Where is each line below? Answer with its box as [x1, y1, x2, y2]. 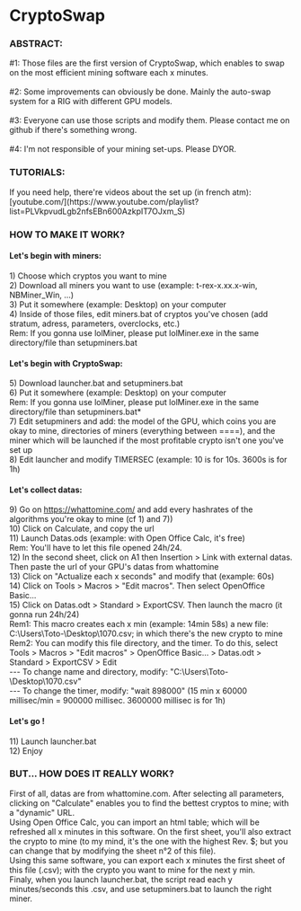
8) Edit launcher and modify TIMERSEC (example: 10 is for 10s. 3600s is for [9, 455, 288, 465]
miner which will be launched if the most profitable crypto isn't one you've [9, 435, 285, 446]
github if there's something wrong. [9, 125, 137, 136]
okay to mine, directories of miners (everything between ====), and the [9, 426, 276, 437]
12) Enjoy [9, 745, 43, 756]
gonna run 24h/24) [9, 609, 80, 620]
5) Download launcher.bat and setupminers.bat [9, 378, 183, 389]
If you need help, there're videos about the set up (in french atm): [9, 186, 252, 198]
